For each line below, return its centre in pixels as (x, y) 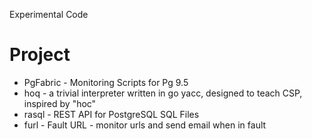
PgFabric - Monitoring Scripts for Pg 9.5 (106, 82)
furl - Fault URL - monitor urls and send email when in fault (145, 125)
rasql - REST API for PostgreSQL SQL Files (111, 114)
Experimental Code (49, 14)
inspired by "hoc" (60, 103)
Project (40, 55)
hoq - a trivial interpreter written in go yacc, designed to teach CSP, (163, 93)
